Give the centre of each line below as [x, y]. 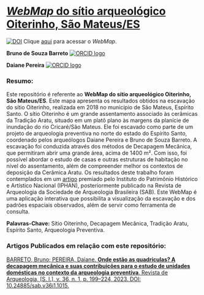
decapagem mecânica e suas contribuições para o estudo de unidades [98, 266]
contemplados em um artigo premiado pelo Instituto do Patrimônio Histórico [102, 179]
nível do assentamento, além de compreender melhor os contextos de [95, 166]
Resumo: [20, 81]
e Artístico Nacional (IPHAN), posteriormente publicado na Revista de [94, 186]
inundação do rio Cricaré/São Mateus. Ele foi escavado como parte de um [100, 127]
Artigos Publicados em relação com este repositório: [86, 246]
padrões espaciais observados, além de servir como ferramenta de [91, 205]
